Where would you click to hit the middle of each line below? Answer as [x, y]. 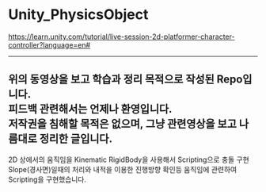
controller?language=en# [49, 44]
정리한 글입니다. [76, 139]
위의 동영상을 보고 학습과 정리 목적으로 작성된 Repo [125, 80]
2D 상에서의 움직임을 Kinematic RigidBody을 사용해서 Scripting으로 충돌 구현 [129, 159]
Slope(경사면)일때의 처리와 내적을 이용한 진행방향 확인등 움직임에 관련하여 [123, 169]
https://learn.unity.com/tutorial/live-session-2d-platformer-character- [122, 36]
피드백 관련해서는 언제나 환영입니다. [90, 109]
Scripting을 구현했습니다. [47, 179]
